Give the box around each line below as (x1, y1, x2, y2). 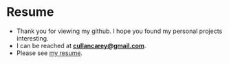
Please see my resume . (16, 49, 83, 57)
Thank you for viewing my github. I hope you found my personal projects (16, 27, 223, 35)
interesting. (16, 34, 49, 42)
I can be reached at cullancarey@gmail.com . (16, 41, 146, 50)
